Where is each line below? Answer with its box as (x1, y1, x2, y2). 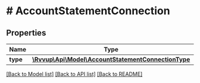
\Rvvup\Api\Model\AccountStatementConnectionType (32, 55, 190, 63)
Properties (6, 28, 46, 38)
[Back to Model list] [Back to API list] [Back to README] (6, 71, 143, 78)
